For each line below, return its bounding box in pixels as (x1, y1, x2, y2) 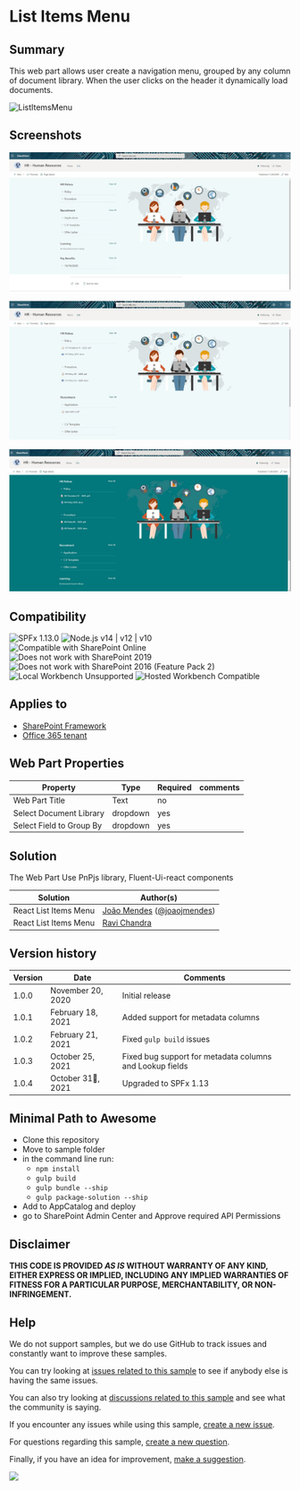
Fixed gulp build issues (121, 1034, 211, 1044)
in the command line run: (21, 1154, 114, 1164)
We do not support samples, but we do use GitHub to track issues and (9, 1339, 268, 1350)
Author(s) (139, 892, 178, 903)
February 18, (50, 1007, 98, 1017)
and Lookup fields (121, 1060, 188, 1071)
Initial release (121, 990, 171, 1000)
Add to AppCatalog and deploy (21, 1201, 137, 1212)
